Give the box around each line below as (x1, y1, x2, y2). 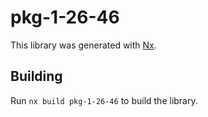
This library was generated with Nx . (10, 39, 157, 51)
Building (10, 68, 63, 85)
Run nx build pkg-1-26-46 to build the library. (10, 94, 198, 106)
